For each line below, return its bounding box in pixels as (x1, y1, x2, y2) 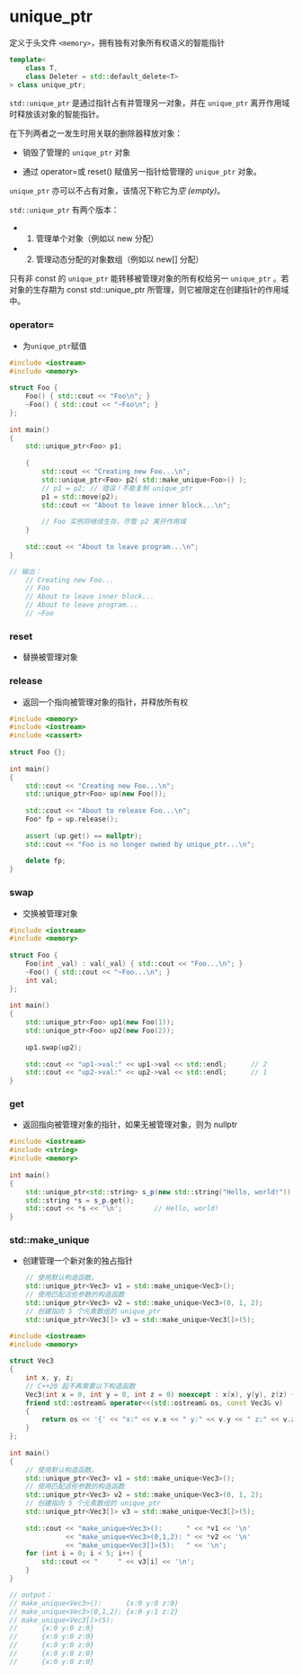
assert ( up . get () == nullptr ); (25, 831, 143, 841)
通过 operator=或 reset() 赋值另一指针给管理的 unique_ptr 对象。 (22, 167, 262, 177)
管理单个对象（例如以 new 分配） (35, 233, 159, 244)
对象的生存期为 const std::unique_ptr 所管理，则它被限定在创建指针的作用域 (9, 284, 289, 295)
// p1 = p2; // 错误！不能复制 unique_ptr (41, 483, 193, 492)
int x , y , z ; (25, 1373, 75, 1382)
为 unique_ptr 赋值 (22, 340, 87, 351)
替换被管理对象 (22, 652, 78, 662)
